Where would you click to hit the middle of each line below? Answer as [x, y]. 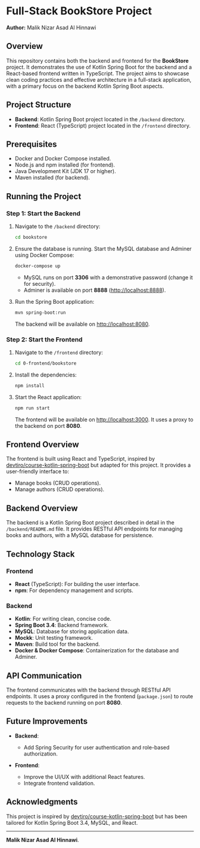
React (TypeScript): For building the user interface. [77, 584]
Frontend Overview [43, 445]
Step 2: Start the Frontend [44, 340]
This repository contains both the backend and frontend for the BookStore [98, 60]
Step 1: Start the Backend [43, 213]
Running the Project [44, 196]
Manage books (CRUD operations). [58, 483]
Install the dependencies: [46, 375]
